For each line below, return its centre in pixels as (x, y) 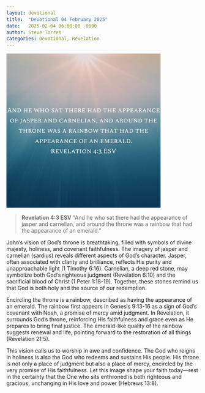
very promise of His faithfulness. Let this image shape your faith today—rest (102, 370)
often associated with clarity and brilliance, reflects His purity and (89, 262)
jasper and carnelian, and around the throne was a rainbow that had (107, 224)
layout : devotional (31, 13)
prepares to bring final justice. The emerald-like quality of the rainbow (95, 326)
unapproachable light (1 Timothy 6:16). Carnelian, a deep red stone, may (97, 269)
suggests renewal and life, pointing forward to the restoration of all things (99, 332)
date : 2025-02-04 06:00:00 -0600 (52, 26)
